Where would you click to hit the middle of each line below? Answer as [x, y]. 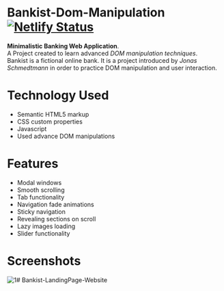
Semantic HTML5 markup [53, 114]
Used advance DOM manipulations [66, 136]
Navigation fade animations [55, 204]
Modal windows [39, 182]
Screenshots [44, 261]
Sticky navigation [41, 211]
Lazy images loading [46, 226]
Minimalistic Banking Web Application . [63, 46]
